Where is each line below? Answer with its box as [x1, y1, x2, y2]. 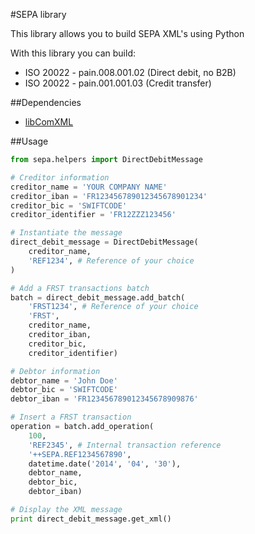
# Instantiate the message [10, 228, 123, 238]
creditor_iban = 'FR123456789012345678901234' [10, 191, 208, 201]
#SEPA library [10, 9, 67, 20]
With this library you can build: [10, 47, 136, 59]
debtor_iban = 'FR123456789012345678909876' [10, 394, 199, 404]
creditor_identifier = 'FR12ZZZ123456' [10, 210, 177, 220]
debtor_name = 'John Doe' [10, 375, 118, 386]
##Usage [10, 135, 49, 147]
